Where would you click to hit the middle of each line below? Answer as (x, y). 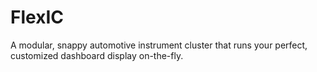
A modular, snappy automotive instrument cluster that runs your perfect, (159, 45)
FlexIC (37, 17)
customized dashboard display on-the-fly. (97, 55)
